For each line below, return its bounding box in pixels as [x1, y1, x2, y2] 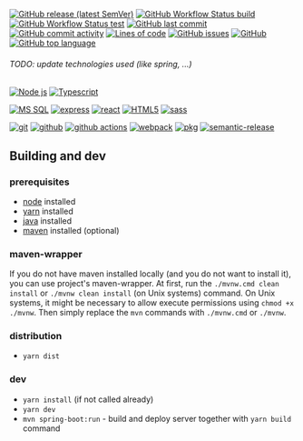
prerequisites [9, 175, 70, 188]
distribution [9, 330, 63, 343]
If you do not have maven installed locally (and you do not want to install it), [9, 268, 292, 279]
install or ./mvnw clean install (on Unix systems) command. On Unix [9, 287, 276, 299]
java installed [22, 215, 73, 226]
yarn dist [22, 352, 61, 361]
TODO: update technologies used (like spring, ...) [9, 58, 192, 69]
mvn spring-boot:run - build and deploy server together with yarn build [22, 413, 292, 424]
